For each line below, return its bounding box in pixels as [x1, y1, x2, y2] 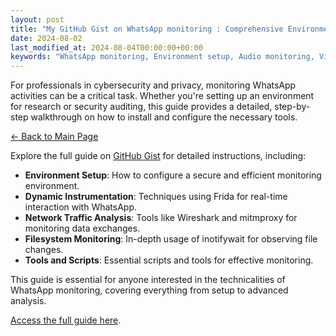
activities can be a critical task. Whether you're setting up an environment [10, 90, 315, 102]
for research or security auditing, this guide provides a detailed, [10, 101, 273, 113]
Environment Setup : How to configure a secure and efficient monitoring [24, 169, 322, 181]
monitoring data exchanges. [24, 222, 141, 235]
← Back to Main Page [10, 131, 99, 143]
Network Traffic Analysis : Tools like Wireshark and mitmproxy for [24, 212, 298, 224]
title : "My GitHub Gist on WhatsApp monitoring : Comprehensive [10, 24, 284, 34]
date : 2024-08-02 [10, 33, 83, 43]
